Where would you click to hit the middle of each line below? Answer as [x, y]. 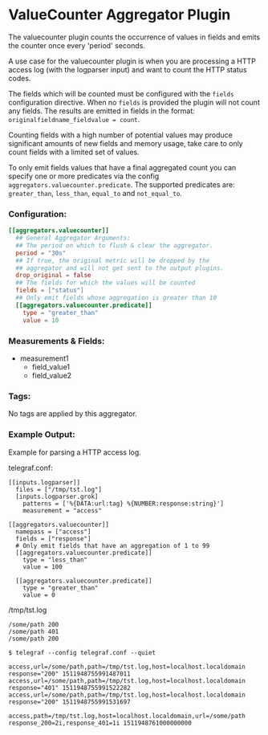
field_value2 [52, 375]
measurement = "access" [63, 510]
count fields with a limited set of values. [74, 152]
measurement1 [45, 358]
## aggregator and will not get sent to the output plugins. [120, 268]
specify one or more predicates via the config [84, 176]
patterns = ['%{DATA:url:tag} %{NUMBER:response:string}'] [124, 504]
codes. [20, 78]
